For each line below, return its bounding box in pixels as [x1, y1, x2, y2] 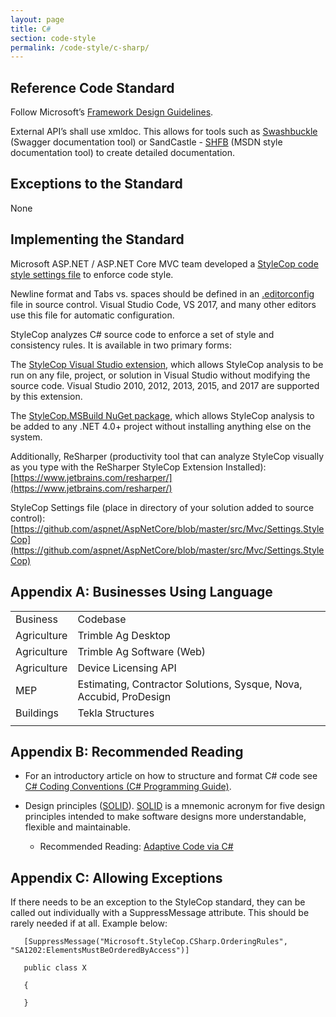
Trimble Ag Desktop [77, 628, 171, 642]
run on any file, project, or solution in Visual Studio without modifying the [10, 369, 311, 381]
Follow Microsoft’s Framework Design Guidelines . [10, 106, 214, 118]
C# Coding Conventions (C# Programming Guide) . [24, 781, 232, 793]
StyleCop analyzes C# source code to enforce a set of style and [10, 328, 275, 340]
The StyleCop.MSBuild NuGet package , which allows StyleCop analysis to [10, 409, 315, 421]
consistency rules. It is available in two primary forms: [10, 339, 232, 351]
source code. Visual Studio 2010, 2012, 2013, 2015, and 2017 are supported [10, 379, 320, 391]
